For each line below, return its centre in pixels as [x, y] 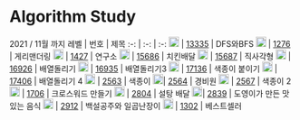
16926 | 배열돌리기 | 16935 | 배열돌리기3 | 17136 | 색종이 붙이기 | [144, 69]
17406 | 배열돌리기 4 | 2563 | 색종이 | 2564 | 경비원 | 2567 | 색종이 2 [150, 81]
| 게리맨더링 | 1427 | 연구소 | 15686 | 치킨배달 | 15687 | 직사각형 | [150, 56]
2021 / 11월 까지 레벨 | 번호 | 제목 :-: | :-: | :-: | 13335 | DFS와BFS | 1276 [150, 43]
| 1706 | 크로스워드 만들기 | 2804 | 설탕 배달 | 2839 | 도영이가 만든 [151, 93]
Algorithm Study [73, 17]
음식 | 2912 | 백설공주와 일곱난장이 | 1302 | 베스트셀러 [134, 106]
